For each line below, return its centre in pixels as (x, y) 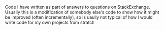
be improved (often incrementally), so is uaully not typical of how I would (79, 17)
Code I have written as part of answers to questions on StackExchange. (78, 7)
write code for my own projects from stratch (50, 22)
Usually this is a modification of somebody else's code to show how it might (82, 12)
